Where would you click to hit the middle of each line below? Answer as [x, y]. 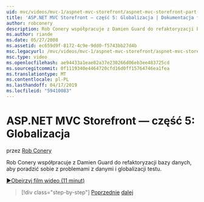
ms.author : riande [29, 35]
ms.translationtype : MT [36, 74]
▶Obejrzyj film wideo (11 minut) [46, 180]
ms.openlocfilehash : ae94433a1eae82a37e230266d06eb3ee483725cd [88, 62]
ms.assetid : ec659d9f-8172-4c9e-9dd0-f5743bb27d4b [72, 46]
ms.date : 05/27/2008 [32, 40]
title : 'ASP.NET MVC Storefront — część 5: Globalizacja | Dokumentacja [100, 18]
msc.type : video [27, 57]
